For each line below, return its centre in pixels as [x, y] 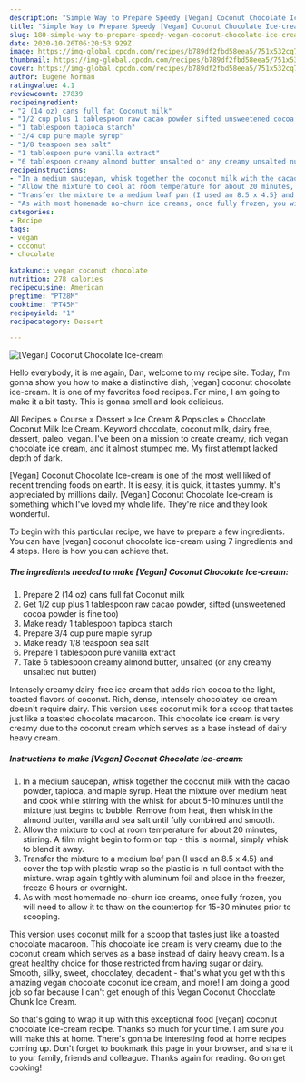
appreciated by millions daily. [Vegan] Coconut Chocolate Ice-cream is [142, 495]
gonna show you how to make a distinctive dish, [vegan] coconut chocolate [151, 382]
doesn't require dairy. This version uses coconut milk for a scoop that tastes [152, 709]
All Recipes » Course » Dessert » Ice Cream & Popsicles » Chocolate [138, 420]
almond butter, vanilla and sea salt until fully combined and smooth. [148, 820]
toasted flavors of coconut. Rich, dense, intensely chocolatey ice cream [143, 700]
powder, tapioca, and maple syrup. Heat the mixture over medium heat [155, 791]
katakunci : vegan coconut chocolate [79, 271]
